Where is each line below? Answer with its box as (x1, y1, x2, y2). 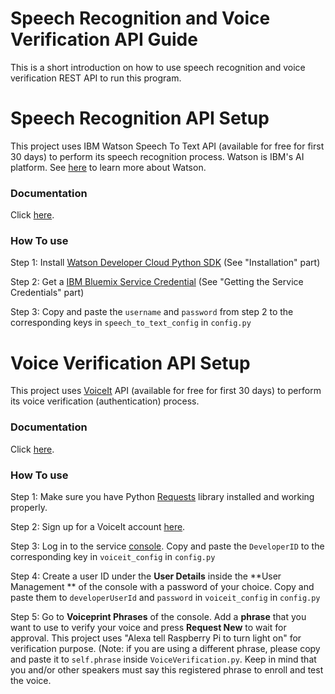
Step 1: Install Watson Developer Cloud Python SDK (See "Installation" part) (10, 257, 321, 269)
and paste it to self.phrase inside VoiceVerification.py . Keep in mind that (10, 653, 317, 665)
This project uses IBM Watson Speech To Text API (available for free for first (10, 140, 325, 152)
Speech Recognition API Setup (10, 107, 270, 130)
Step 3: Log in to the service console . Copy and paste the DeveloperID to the (10, 540, 325, 552)
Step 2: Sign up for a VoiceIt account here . (10, 521, 186, 532)
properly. (10, 502, 48, 513)
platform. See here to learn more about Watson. (10, 161, 207, 173)
